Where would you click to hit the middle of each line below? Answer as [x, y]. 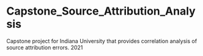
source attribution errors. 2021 [45, 47]
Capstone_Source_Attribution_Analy [101, 11]
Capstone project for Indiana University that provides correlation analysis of [102, 41]
